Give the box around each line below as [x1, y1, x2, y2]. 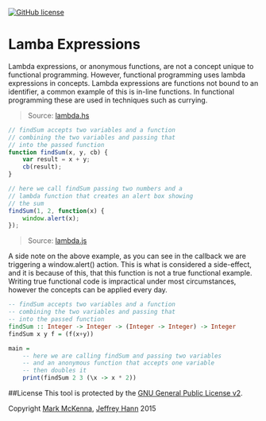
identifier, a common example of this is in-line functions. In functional [8, 87, 234, 96]
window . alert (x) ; [22, 214, 80, 222]
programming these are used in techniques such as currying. [8, 95, 208, 105]
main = [8, 344, 30, 353]
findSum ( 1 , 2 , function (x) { [8, 207, 105, 214]
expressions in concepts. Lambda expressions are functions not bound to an [8, 78, 259, 87]
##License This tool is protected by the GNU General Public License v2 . [8, 388, 244, 398]
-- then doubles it [22, 366, 87, 375]
